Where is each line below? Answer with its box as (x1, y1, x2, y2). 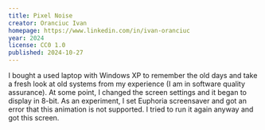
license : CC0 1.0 (8, 41, 66, 49)
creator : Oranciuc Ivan (8, 19, 88, 27)
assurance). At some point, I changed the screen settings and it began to (8, 88, 247, 97)
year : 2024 (8, 33, 45, 42)
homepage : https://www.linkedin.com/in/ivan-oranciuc (8, 26, 191, 34)
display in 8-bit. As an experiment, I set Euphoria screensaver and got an (8, 97, 247, 105)
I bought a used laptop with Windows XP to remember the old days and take (8, 71, 258, 80)
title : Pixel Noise (8, 11, 73, 20)
